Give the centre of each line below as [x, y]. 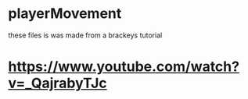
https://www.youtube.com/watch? [124, 67]
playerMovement [65, 14]
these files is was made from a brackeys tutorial [85, 35]
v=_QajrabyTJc [58, 83]
